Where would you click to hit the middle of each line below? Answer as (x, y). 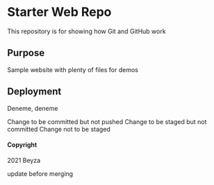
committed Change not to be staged (59, 129)
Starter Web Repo (59, 12)
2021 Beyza (24, 160)
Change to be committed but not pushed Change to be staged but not (107, 121)
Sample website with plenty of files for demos (73, 69)
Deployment (34, 92)
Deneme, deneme (33, 108)
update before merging (40, 173)
